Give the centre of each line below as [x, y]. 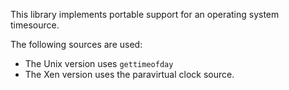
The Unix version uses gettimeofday [99, 63]
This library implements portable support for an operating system [145, 14]
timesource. [35, 25]
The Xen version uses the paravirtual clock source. [129, 74]
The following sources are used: [76, 44]
